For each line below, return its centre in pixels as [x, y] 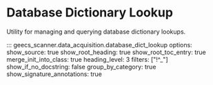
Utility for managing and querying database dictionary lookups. [96, 32]
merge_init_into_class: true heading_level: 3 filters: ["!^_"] [87, 59]
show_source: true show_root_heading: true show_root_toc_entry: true [106, 52]
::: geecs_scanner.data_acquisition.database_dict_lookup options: [99, 45]
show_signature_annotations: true [54, 74]
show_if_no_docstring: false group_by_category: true [81, 66]
